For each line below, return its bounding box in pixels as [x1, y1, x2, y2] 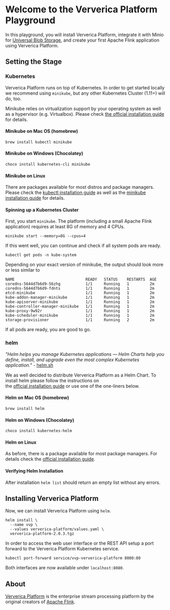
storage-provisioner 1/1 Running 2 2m [5, 317, 155, 322]
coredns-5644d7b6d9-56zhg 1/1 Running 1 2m [5, 281, 155, 286]
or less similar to [5, 267, 40, 273]
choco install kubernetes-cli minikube [5, 162, 91, 167]
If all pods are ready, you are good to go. [5, 327, 91, 333]
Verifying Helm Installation [5, 468, 63, 474]
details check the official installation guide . [5, 456, 96, 462]
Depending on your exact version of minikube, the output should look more [5, 261, 164, 268]
